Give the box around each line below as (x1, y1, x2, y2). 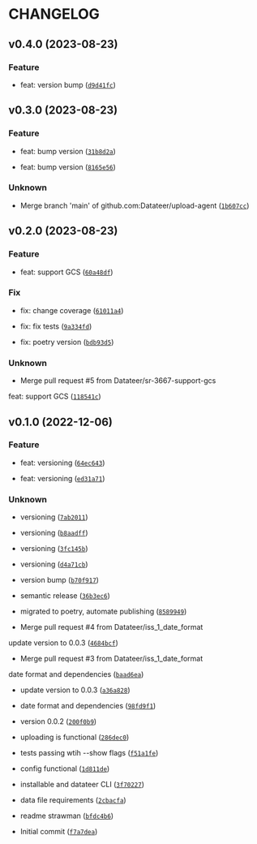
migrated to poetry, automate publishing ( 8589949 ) (19, 606, 187, 617)
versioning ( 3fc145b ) (19, 544, 88, 553)
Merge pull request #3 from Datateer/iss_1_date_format (19, 654, 203, 664)
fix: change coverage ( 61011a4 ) (19, 305, 124, 315)
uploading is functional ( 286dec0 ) (19, 732, 130, 743)
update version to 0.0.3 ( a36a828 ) (19, 685, 131, 695)
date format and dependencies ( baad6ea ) (8, 670, 144, 679)
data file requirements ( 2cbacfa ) (19, 795, 127, 805)
